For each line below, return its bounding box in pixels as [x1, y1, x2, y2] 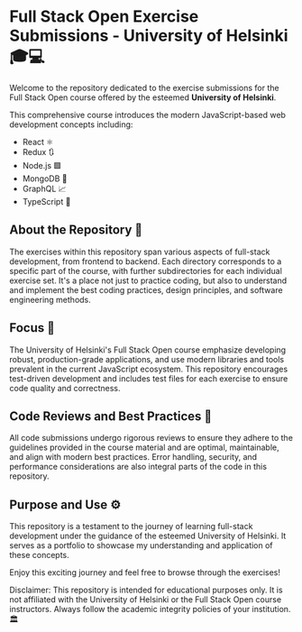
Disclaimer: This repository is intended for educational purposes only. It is [9, 584, 283, 596]
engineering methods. [9, 294, 92, 305]
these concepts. [9, 550, 69, 561]
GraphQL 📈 [22, 183, 67, 194]
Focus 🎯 [9, 320, 56, 335]
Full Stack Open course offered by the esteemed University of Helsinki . [9, 92, 277, 103]
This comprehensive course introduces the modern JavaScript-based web [9, 109, 287, 120]
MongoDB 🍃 [22, 173, 68, 184]
